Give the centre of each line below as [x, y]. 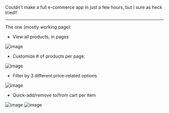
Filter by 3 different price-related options [55, 76]
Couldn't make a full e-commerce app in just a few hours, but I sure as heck [84, 7]
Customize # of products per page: [49, 56]
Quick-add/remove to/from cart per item [54, 95]
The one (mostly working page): [38, 27]
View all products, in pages [40, 37]
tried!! [11, 13]
